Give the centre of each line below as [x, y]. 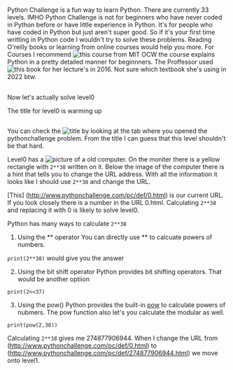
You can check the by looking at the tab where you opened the [107, 131]
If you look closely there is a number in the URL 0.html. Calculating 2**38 [112, 202]
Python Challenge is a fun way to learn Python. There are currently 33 [108, 10]
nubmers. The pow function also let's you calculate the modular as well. [121, 312]
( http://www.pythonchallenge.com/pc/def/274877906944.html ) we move [113, 353]
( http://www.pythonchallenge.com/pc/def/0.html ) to [82, 346]
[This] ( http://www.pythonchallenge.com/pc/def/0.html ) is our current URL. [115, 195]
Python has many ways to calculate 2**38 [67, 223]
